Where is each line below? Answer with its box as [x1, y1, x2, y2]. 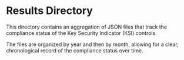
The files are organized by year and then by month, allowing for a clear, [6, 41, 179, 48]
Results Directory [6, 4, 93, 17]
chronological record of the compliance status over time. [6, 47, 143, 54]
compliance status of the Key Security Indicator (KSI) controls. [6, 29, 157, 36]
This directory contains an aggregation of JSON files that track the [6, 23, 168, 30]
